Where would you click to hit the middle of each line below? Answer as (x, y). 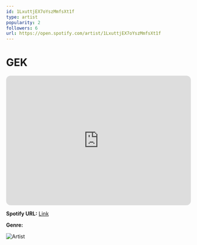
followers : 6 (22, 28)
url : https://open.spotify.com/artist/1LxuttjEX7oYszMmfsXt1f (84, 34)
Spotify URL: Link (28, 214)
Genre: (15, 225)
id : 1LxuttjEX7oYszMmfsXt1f (40, 11)
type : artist (22, 17)
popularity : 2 (23, 22)
